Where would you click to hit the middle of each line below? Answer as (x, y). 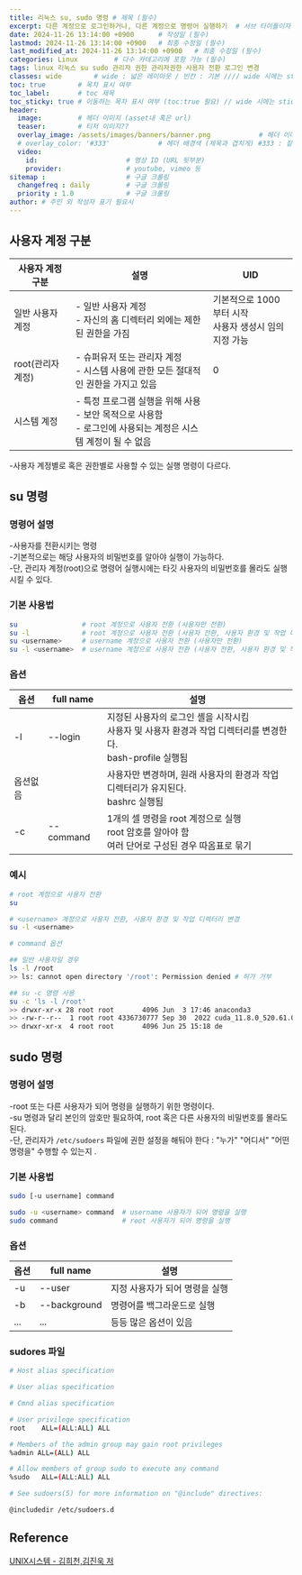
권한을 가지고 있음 (121, 384)
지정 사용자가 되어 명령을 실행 (170, 1288)
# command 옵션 (36, 944)
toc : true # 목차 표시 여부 (71, 85)
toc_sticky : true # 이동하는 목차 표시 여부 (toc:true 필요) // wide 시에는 (142, 101)
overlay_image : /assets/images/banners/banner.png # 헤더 (149, 135)
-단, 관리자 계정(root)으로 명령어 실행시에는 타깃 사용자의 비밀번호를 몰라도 (140, 568)
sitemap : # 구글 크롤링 (89, 177)
